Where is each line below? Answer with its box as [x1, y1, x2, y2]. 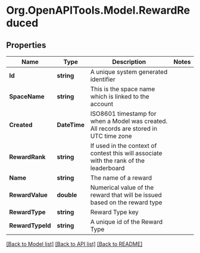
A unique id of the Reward [90, 218, 163, 226]
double [57, 191, 77, 199]
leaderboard [90, 164, 125, 172]
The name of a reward [90, 174, 152, 182]
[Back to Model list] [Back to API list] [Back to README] [6, 240, 143, 248]
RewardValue [9, 191, 48, 199]
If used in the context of [90, 141, 157, 150]
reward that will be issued [90, 191, 162, 199]
